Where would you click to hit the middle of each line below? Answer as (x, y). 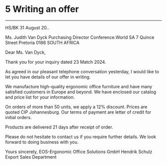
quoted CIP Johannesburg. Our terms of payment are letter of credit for (78, 112)
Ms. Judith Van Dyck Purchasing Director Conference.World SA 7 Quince (80, 37)
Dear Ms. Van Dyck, (25, 52)
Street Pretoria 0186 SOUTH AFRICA (42, 42)
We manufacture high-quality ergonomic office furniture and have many (79, 86)
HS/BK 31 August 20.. (27, 27)
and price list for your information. (40, 97)
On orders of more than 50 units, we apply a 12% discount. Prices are (76, 107)
